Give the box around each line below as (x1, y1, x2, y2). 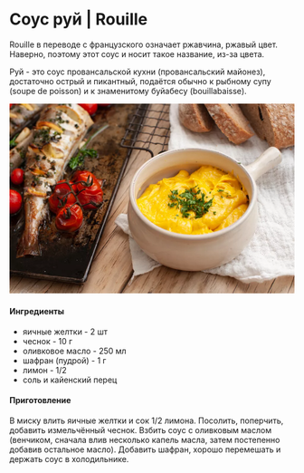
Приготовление (9, 395, 71, 406)
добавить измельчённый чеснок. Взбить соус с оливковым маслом (9, 424, 272, 435)
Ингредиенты (9, 306, 65, 316)
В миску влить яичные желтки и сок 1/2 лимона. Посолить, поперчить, (9, 415, 284, 426)
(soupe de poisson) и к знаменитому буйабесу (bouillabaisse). (9, 85, 247, 96)
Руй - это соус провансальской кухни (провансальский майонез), (9, 66, 266, 77)
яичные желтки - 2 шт (22, 326, 109, 337)
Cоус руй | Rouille (9, 9, 148, 30)
